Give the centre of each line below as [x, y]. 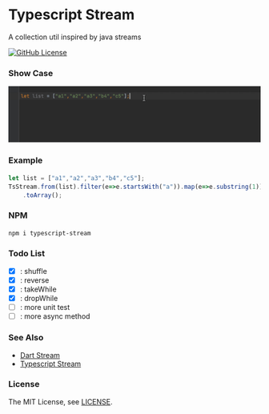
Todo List [27, 254]
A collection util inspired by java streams [75, 37]
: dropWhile [39, 299]
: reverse [34, 280]
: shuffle [34, 271]
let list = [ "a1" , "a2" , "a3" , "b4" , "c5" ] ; [77, 178]
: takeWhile [38, 289]
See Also [26, 338]
